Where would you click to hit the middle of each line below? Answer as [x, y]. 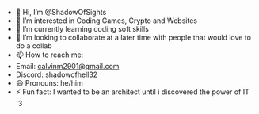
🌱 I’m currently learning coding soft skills [82, 29]
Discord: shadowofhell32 [57, 74]
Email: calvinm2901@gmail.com [67, 66]
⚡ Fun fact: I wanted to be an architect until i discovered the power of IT [132, 92]
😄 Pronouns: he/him [49, 83]
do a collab [34, 46]
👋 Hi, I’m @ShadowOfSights [61, 12]
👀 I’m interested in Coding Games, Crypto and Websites [107, 21]
